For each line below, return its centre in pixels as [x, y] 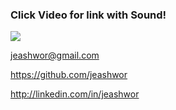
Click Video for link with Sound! [88, 15]
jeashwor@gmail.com [55, 55]
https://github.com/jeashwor [69, 75]
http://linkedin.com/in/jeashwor [75, 94]
